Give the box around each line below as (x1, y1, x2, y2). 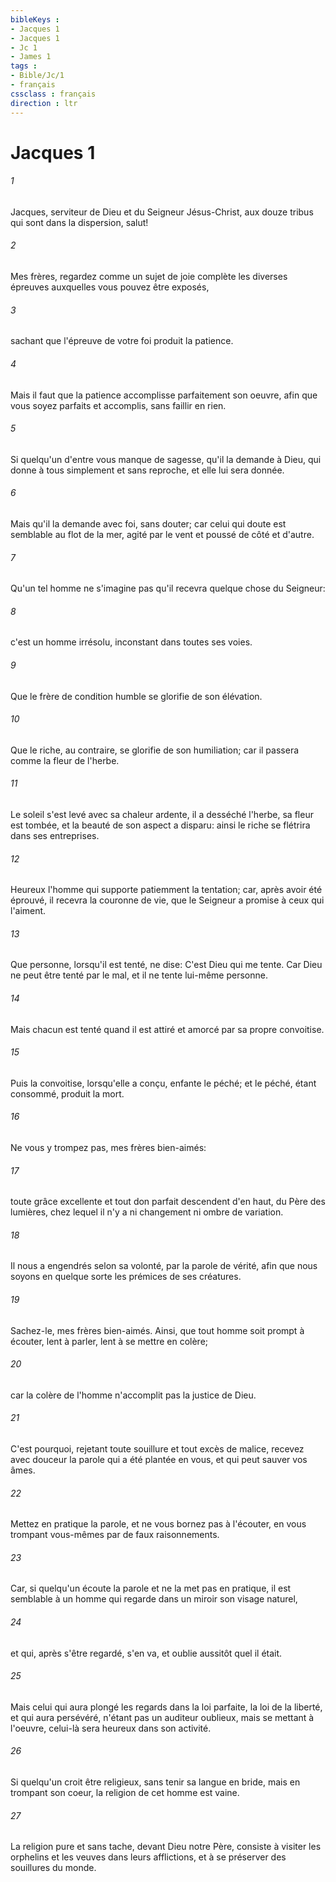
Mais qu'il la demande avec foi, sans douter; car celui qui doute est (10, 517, 287, 530)
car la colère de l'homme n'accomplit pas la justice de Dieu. (10, 1389, 257, 1401)
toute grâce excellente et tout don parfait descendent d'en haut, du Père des (10, 1196, 326, 1208)
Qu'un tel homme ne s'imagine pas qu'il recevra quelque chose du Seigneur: (10, 582, 326, 595)
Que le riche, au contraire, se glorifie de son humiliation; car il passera (10, 744, 300, 756)
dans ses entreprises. (10, 829, 100, 841)
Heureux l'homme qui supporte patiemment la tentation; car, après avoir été (10, 884, 323, 896)
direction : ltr (10, 98, 78, 108)
